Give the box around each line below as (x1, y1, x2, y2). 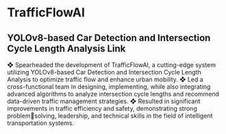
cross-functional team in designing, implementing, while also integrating (7, 83, 211, 90)
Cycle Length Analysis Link (7, 42, 126, 54)
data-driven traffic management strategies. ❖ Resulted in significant (7, 97, 201, 105)
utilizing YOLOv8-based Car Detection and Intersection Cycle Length (7, 68, 202, 76)
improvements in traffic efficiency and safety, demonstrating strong (7, 105, 197, 112)
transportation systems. (7, 119, 74, 127)
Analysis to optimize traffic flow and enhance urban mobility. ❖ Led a (7, 75, 203, 83)
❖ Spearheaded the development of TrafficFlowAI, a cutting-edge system (7, 61, 216, 69)
